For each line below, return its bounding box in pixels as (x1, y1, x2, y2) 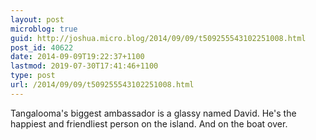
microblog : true (10, 24, 78, 34)
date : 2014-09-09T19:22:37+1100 (10, 52, 145, 62)
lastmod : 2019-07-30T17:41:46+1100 (10, 61, 159, 71)
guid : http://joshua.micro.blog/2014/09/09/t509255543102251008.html (10, 33, 307, 43)
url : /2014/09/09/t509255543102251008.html (10, 80, 195, 90)
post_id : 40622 (10, 42, 74, 53)
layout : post (10, 14, 65, 25)
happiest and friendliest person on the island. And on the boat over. (10, 117, 288, 130)
